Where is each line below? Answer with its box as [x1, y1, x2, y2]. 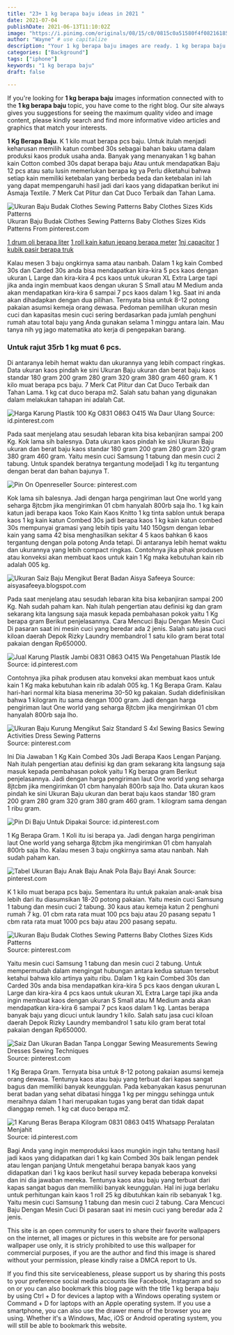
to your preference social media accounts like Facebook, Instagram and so [7, 1277, 221, 1285]
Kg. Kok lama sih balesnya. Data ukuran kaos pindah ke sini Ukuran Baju [7, 437, 214, 446]
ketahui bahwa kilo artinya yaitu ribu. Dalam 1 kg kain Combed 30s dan [7, 974, 210, 982]
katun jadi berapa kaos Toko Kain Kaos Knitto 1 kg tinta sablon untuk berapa [7, 508, 225, 517]
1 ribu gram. [7, 804, 42, 812]
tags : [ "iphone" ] [7, 56, 58, 63]
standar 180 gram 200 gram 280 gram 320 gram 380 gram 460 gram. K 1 [7, 373, 218, 382]
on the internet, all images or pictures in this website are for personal [7, 1233, 205, 1242]
